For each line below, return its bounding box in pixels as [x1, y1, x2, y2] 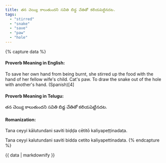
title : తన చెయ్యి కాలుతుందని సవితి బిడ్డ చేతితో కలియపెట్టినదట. [5, 7, 116, 12]
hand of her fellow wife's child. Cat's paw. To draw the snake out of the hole [5, 77, 162, 82]
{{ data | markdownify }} [5, 152, 55, 158]
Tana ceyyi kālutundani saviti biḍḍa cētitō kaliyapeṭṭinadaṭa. [5, 128, 128, 134]
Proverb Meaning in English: [5, 60, 65, 66]
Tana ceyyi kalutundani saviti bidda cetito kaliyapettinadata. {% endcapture [5, 137, 160, 143]
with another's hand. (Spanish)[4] [5, 81, 75, 87]
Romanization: [5, 116, 36, 122]
